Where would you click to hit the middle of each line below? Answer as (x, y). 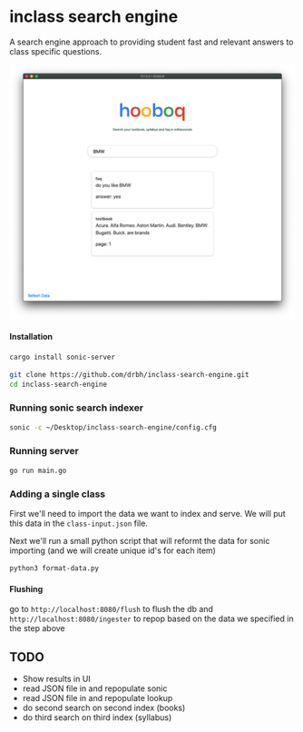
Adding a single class (58, 494)
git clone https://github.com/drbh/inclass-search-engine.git (129, 374)
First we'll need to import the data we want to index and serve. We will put (147, 514)
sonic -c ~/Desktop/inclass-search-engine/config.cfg (113, 427)
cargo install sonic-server (63, 357)
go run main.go (38, 471)
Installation (31, 337)
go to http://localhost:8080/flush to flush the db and (111, 609)
